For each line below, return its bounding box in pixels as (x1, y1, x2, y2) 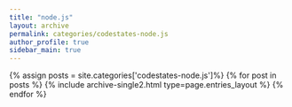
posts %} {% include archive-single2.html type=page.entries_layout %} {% (9, 80, 284, 90)
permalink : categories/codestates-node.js (9, 29, 169, 38)
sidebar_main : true (9, 46, 82, 55)
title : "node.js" (9, 12, 74, 22)
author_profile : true (9, 37, 90, 47)
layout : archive (9, 21, 69, 30)
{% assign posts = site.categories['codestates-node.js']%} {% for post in (9, 70, 277, 80)
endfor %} (9, 89, 47, 100)
